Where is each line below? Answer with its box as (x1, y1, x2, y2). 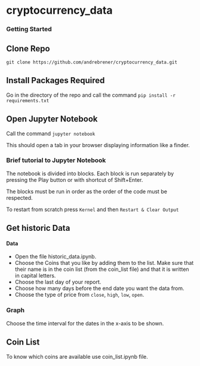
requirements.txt (6, 97, 50, 103)
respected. (6, 194, 33, 201)
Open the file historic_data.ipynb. (14, 253, 97, 260)
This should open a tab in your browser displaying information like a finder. (6, 141, 190, 148)
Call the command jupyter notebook (6, 130, 96, 137)
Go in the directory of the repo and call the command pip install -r (6, 91, 176, 99)
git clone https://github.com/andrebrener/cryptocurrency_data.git (6, 59, 178, 65)
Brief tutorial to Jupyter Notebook (6, 156, 106, 164)
